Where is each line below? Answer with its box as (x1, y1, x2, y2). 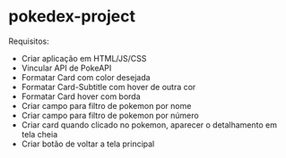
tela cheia (21, 129, 58, 139)
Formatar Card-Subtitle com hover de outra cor (21, 81, 196, 92)
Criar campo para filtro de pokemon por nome (21, 100, 192, 111)
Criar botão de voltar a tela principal (21, 138, 155, 149)
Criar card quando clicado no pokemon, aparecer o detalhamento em (21, 119, 278, 130)
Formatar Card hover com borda (21, 91, 141, 102)
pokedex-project (8, 6, 136, 27)
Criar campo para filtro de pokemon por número (21, 110, 199, 121)
